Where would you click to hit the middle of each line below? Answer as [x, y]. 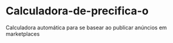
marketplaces [23, 33]
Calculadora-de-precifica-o [77, 11]
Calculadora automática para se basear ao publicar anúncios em [86, 27]
